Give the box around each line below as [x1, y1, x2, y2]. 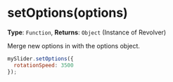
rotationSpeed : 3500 [13, 62, 74, 69]
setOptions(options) [7, 5, 128, 21]
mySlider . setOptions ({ [7, 55, 74, 62]
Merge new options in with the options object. [7, 41, 141, 50]
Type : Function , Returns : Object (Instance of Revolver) [7, 28, 167, 36]
